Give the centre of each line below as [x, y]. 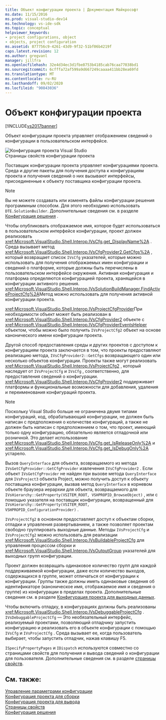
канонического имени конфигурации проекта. [54, 335]
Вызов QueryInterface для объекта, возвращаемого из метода [71, 463]
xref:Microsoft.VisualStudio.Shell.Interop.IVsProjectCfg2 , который [73, 366]
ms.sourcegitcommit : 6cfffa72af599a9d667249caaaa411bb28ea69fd [72, 70]
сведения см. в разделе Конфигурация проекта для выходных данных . [81, 597]
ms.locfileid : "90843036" [32, 88]
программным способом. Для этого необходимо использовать [73, 206]
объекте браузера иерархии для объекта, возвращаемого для [71, 489]
